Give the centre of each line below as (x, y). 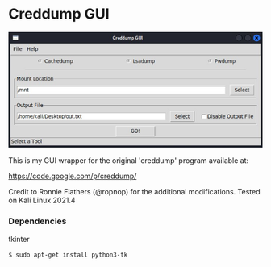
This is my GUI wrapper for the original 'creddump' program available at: (129, 161)
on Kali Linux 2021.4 (42, 200)
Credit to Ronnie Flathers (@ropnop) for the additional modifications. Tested (134, 192)
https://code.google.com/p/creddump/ (73, 176)
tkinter (19, 239)
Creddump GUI (59, 14)
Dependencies (38, 221)
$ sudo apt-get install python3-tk (68, 255)
